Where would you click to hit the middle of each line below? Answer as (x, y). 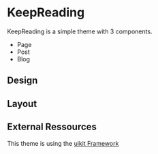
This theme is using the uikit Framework (63, 143)
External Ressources (52, 127)
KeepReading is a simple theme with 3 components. (80, 31)
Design (22, 81)
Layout (22, 104)
